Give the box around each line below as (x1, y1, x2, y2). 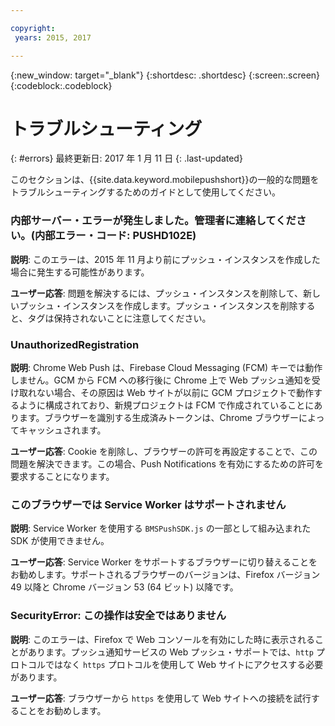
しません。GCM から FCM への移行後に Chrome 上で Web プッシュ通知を (10, 374, 312, 386)
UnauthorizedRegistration (10, 337, 140, 351)
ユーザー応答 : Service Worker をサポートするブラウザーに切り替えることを (10, 556, 318, 568)
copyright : (10, 23, 56, 33)
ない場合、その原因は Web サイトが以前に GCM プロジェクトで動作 (36, 387, 314, 399)
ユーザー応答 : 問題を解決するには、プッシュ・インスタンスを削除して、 (10, 287, 304, 299)
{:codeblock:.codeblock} (10, 79, 113, 91)
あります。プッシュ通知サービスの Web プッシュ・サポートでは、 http (27, 646, 314, 658)
